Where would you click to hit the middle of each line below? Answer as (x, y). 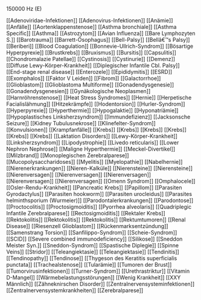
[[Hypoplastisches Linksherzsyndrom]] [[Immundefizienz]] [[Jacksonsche (98, 117)
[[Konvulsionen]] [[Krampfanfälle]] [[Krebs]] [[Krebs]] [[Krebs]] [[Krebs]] (97, 130)
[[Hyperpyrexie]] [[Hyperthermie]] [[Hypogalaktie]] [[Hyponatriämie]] (92, 110)
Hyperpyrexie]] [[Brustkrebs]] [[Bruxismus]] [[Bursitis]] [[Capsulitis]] (91, 53)
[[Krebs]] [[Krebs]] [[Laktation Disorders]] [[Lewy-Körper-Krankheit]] (92, 136)
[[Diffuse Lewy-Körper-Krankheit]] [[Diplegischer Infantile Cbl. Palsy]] (93, 65)
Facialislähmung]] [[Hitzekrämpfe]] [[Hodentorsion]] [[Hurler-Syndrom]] (96, 104)
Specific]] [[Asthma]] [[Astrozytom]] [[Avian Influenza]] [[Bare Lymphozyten (101, 33)
